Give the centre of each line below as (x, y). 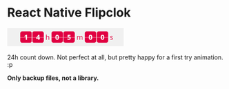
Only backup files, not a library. (53, 78)
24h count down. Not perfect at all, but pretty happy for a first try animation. (115, 57)
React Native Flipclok (69, 13)
